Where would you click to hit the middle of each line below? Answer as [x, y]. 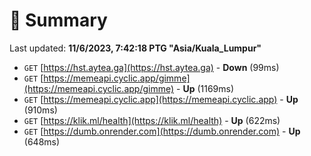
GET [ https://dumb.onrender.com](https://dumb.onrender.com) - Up [162, 131]
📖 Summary [58, 20]
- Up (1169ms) [205, 88]
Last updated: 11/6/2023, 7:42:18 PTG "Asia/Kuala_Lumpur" [135, 48]
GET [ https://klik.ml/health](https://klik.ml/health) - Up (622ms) [152, 120]
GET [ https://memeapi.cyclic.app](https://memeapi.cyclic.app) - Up [161, 99]
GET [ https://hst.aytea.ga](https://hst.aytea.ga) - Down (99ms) [151, 67]
